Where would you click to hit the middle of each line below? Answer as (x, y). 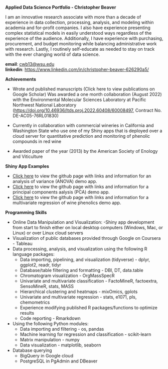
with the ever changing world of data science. (53, 54)
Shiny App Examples (27, 166)
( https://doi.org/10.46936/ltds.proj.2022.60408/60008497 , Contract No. (87, 110)
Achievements (21, 79)
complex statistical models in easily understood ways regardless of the (78, 33)
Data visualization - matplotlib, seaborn (60, 345)
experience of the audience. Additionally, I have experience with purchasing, (84, 38)
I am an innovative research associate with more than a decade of (73, 17)
